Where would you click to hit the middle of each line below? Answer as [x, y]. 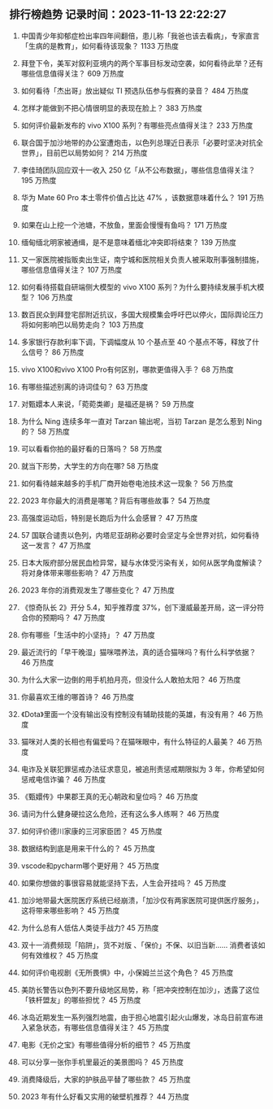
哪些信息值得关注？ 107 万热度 [71, 269]
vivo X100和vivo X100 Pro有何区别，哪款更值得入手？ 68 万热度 [127, 369]
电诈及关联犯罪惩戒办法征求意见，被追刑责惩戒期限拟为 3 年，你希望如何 [143, 769]
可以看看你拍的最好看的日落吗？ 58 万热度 [91, 448]
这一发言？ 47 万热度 [56, 545]
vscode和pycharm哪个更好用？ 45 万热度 [90, 866]
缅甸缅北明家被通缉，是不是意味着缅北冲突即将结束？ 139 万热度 [128, 242]
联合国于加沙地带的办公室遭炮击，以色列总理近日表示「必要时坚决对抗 [139, 142]
